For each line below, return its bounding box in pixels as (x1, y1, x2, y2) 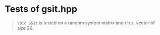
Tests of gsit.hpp (5, 3, 78, 15)
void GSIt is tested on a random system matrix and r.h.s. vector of (17, 20, 155, 26)
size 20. (17, 25, 34, 31)
